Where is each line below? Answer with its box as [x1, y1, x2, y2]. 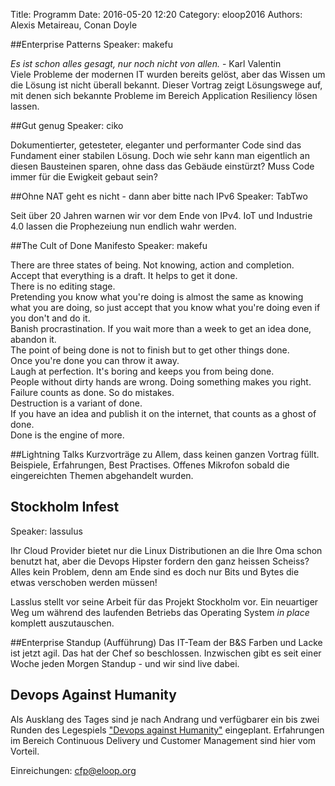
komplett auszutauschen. [10, 617, 115, 629]
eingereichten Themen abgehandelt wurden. [10, 470, 194, 481]
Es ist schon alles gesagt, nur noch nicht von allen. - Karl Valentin [10, 58, 282, 69]
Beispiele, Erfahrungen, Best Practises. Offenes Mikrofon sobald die [10, 459, 290, 471]
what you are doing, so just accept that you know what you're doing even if [10, 302, 321, 313]
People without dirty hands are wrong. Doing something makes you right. [10, 376, 312, 388]
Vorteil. [10, 745, 40, 757]
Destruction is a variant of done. [10, 397, 143, 409]
